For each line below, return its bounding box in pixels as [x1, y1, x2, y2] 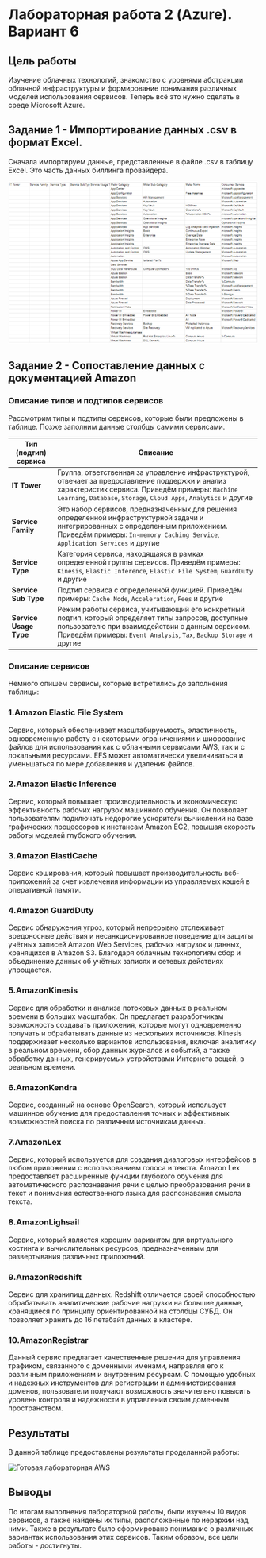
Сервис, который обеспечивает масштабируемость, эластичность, [8, 725, 237, 735]
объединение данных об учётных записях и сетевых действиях [8, 957, 224, 966]
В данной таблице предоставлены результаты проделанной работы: [8, 1448, 240, 1457]
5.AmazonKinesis [8, 985, 78, 996]
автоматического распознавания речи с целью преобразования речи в [8, 1180, 251, 1190]
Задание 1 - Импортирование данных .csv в [8, 123, 237, 137]
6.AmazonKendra [8, 1082, 78, 1093]
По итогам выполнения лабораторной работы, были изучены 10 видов [8, 1506, 247, 1516]
